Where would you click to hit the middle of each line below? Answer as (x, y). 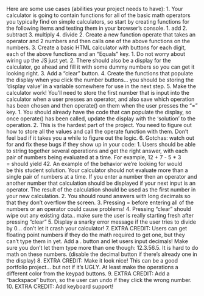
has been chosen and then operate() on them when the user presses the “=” (102, 105)
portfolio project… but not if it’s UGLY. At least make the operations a (92, 267)
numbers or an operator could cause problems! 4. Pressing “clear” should (99, 209)
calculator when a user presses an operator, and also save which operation (100, 99)
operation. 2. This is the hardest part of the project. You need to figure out (99, 125)
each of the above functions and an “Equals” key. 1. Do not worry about (96, 54)
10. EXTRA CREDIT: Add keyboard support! (60, 286)
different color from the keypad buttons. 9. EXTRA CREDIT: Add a (88, 274)
